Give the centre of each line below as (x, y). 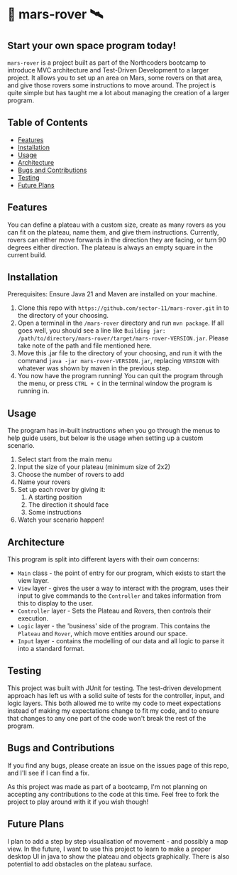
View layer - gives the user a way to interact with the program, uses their (123, 589)
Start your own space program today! (92, 45)
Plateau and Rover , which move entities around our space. (103, 633)
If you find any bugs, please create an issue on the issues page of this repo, (118, 765)
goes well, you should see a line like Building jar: (92, 331)
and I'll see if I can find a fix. (49, 773)
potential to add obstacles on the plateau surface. (80, 864)
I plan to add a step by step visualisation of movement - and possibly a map (118, 841)
